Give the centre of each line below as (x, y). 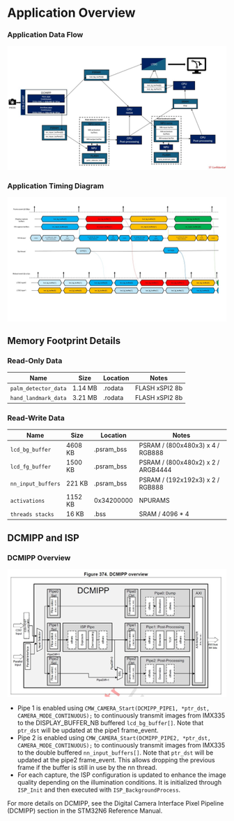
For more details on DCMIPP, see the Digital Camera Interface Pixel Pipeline (116, 804)
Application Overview (71, 13)
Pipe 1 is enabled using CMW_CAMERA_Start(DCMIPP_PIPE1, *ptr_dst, (114, 708)
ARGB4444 (155, 470)
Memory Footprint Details (64, 341)
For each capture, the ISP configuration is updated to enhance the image (122, 775)
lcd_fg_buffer (31, 466)
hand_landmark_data (38, 399)
